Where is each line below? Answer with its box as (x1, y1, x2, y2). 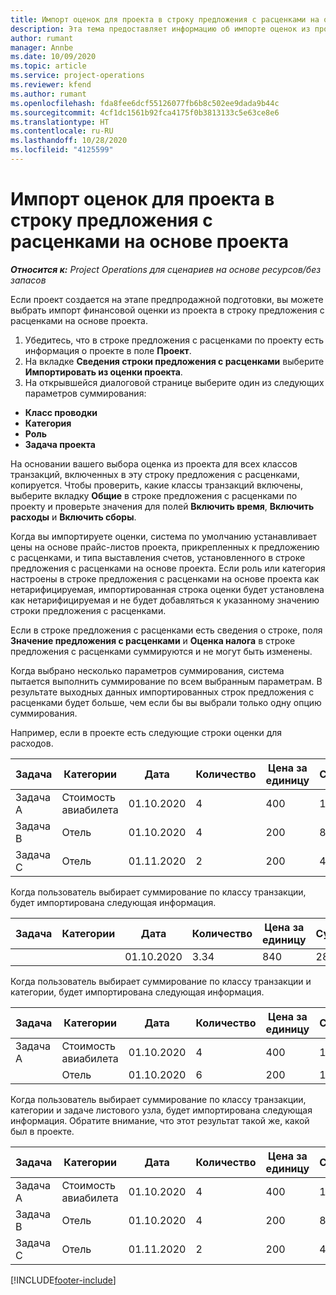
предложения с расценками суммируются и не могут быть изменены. (10, 645, 313, 657)
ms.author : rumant (10, 89, 87, 99)
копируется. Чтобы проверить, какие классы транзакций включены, (10, 479, 304, 491)
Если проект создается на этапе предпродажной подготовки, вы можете (10, 293, 324, 305)
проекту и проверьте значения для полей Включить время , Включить (10, 500, 315, 512)
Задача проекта (24, 438, 96, 450)
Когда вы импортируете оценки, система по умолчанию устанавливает (10, 530, 318, 542)
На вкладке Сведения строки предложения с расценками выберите (24, 355, 325, 367)
